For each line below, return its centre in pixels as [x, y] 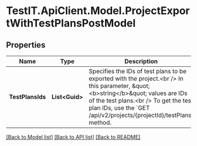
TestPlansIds [28, 97]
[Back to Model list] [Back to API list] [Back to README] [73, 137]
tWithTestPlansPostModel [71, 23]
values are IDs [168, 93]
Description [141, 61]
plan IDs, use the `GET [119, 108]
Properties [26, 45]
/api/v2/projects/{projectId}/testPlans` [141, 115]
